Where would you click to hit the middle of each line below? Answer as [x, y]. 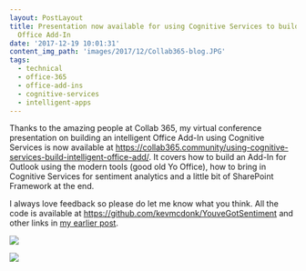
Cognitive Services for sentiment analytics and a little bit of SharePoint [142, 176]
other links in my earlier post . [64, 223]
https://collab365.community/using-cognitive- [202, 147]
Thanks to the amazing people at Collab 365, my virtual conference [136, 128]
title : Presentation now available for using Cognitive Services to [142, 26]
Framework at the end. [52, 186]
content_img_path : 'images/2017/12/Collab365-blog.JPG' [117, 52]
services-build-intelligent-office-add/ [79, 157]
